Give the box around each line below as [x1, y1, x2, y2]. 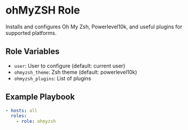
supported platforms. [5, 29, 57, 36]
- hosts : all [5, 108, 38, 113]
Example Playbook [5, 92, 75, 102]
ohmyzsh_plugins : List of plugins [14, 74, 91, 82]
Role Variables [5, 47, 60, 57]
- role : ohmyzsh [16, 119, 57, 125]
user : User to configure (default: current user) [14, 62, 126, 69]
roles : [11, 113, 27, 119]
